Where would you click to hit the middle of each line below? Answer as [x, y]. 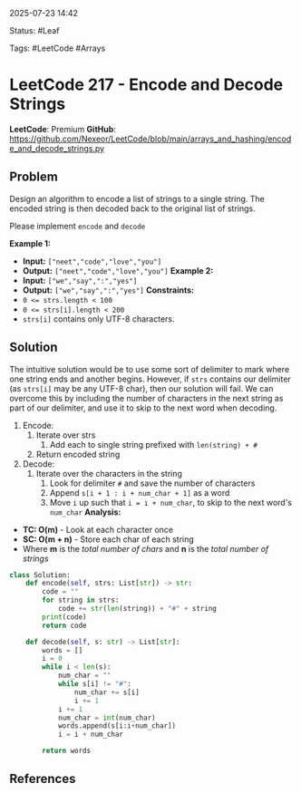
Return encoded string [78, 454]
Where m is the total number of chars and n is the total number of [146, 548]
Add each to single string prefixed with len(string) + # [154, 444]
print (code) [65, 617]
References [43, 779]
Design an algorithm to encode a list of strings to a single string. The [137, 198]
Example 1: [30, 243]
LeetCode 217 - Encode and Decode [146, 85]
